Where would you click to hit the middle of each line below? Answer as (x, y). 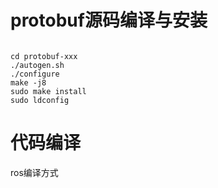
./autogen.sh (37, 65)
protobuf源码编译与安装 (109, 20)
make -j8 (28, 82)
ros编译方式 (34, 172)
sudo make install (48, 91)
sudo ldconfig (40, 100)
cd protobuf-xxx (44, 56)
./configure (35, 74)
